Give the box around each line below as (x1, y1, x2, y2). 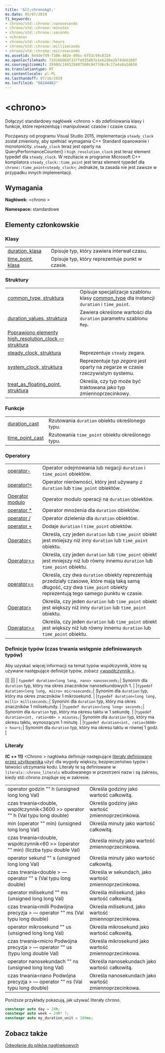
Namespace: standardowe (5, 206, 59, 212)
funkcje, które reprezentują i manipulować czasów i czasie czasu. (5, 123, 137, 129)
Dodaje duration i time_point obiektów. (42, 523, 133, 530)
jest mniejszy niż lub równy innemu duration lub (42, 557, 153, 564)
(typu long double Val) (7, 950, 59, 956)
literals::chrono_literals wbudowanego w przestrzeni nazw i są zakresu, (5, 769, 159, 775)
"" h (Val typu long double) (7, 812, 69, 818)
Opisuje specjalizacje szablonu (80, 289, 151, 296)
